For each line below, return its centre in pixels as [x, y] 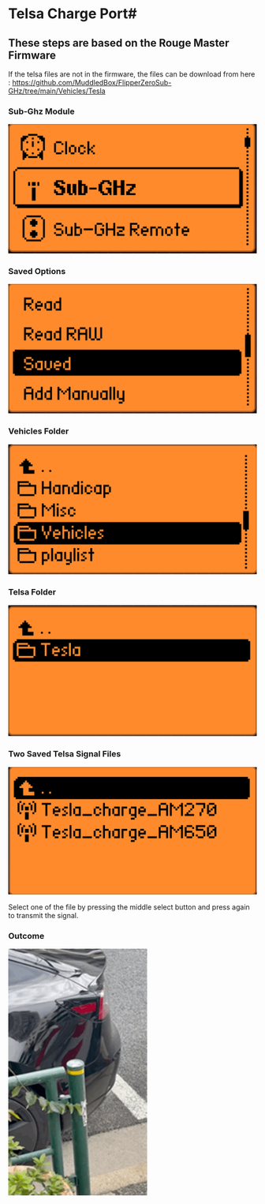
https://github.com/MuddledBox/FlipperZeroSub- [91, 83]
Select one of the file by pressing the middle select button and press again [129, 907]
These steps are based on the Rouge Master [119, 43]
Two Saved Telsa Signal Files [65, 754]
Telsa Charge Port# [73, 14]
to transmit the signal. [43, 915]
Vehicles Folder [39, 431]
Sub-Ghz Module [41, 111]
